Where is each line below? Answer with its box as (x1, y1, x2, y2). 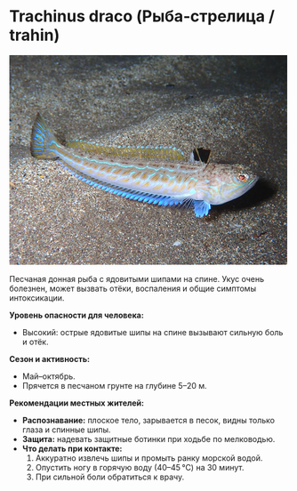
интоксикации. (9, 292, 65, 303)
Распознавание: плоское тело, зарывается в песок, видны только (21, 415, 276, 425)
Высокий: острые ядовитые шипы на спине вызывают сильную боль (21, 326, 284, 337)
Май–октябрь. (21, 371, 76, 382)
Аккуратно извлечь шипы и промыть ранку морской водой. (35, 452, 263, 463)
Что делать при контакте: (21, 443, 123, 454)
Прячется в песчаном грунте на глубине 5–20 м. (21, 380, 207, 390)
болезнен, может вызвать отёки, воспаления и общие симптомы (9, 283, 256, 294)
